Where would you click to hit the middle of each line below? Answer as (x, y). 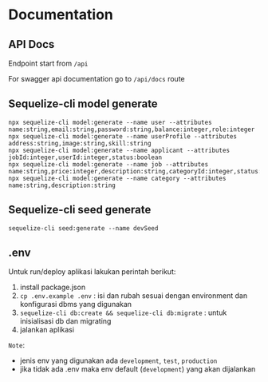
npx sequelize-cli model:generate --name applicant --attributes (119, 150)
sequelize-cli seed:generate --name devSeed (83, 228)
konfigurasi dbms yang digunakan (76, 304)
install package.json (53, 287)
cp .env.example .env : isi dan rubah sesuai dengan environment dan (134, 296)
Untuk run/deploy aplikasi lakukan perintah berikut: (92, 272)
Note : (17, 345)
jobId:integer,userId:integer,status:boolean (85, 157)
